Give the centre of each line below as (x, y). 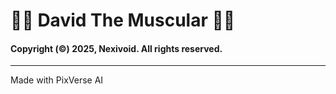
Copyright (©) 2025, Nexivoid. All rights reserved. (116, 48)
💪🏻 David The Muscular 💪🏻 (123, 20)
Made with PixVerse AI (57, 80)
